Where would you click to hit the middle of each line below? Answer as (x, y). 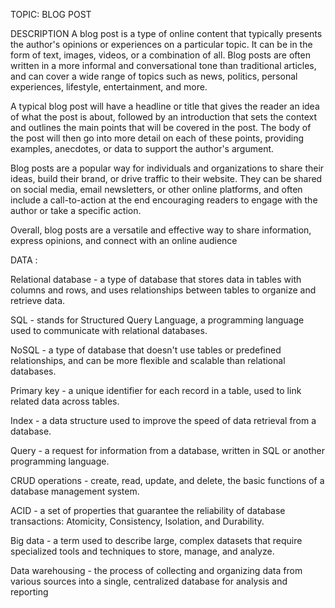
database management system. (75, 491)
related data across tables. (65, 401)
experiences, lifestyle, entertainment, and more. (109, 87)
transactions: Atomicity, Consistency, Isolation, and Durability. (137, 521)
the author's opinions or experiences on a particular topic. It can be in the (161, 44)
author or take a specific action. (76, 210)
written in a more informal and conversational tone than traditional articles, (163, 65)
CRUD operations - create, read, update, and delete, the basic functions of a (167, 480)
